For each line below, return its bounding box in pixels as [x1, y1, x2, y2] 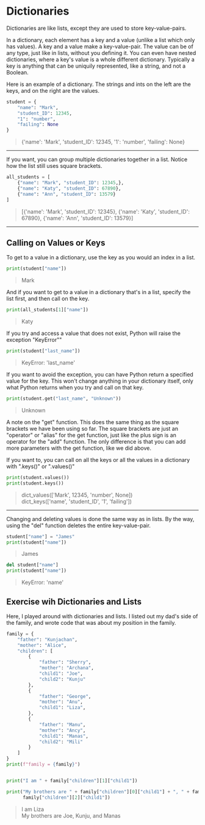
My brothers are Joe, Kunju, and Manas [21, 812, 121, 819]
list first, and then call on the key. [6, 295, 90, 303]
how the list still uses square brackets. [6, 162, 103, 170]
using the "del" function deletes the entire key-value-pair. [6, 522, 151, 529]
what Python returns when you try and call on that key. [6, 384, 144, 391]
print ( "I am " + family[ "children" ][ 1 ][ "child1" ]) [6, 777, 138, 784]
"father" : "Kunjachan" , [17, 636, 78, 643]
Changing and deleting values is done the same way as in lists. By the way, [6, 515, 195, 522]
